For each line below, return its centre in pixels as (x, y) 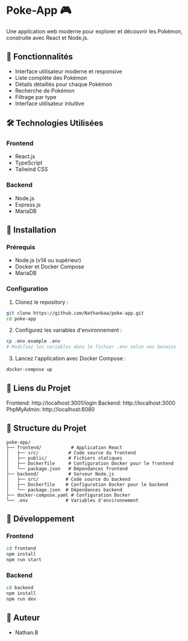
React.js (25, 156)
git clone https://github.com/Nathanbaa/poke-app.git (75, 313)
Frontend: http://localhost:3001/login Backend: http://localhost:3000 (91, 403)
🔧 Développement (40, 519)
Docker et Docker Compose (49, 267)
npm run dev (21, 599)
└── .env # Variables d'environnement (72, 500)
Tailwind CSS (31, 169)
